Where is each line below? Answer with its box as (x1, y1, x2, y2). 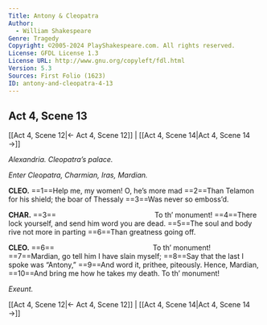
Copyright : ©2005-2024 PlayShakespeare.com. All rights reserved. (8, 42, 236, 50)
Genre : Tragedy (8, 34, 60, 43)
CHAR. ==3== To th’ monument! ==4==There (8, 210, 257, 220)
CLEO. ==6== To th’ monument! (8, 243, 212, 252)
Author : (8, 19, 35, 27)
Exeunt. (8, 284, 34, 294)
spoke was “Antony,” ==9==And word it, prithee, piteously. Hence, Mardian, (8, 260, 259, 270)
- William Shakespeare (15, 27, 92, 35)
